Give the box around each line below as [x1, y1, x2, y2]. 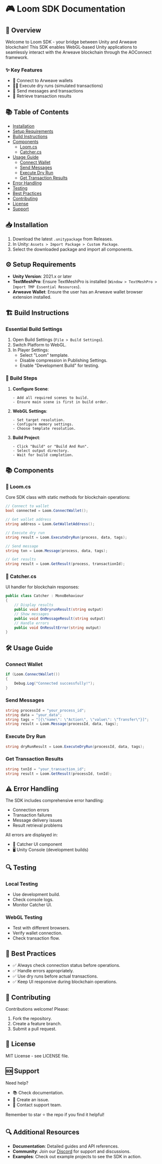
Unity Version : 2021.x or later [12, 273, 72, 279]
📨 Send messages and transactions [12, 88, 83, 94]
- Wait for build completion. [12, 453, 74, 457]
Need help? [5, 1080, 29, 1086]
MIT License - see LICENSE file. [5, 1053, 69, 1058]
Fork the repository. [12, 1015, 52, 1021]
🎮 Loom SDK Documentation [5, 3, 126, 15]
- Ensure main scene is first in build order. [12, 400, 109, 404]
